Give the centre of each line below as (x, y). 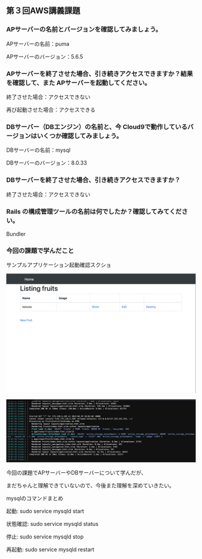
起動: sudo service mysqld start (45, 511)
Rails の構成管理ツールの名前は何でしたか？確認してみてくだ (94, 211)
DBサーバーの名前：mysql (38, 150)
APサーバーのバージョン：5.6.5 (45, 57)
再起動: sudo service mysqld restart (50, 549)
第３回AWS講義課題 (43, 11)
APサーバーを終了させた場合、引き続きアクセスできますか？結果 (100, 73)
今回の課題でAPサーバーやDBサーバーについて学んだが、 (76, 472)
